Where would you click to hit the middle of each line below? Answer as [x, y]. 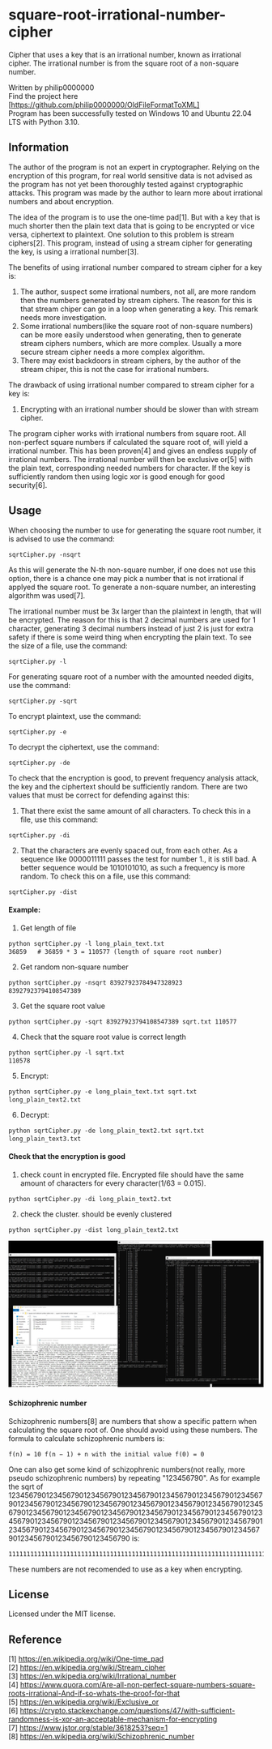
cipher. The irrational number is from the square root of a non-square [123, 63]
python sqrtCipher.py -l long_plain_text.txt [86, 943]
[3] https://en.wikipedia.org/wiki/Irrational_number [92, 1676]
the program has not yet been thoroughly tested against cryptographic [126, 184]
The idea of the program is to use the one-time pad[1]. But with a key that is [134, 217]
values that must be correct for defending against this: [99, 795]
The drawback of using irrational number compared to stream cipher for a [132, 385]
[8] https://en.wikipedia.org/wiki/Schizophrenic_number [102, 1737]
